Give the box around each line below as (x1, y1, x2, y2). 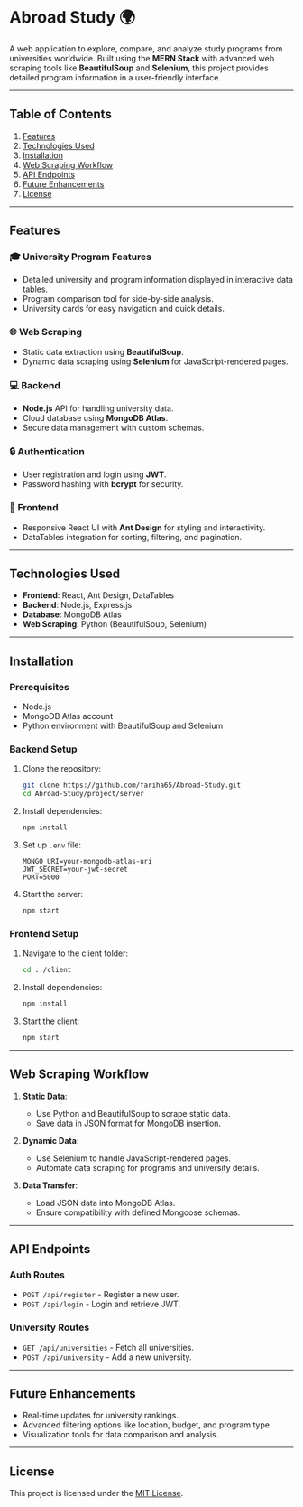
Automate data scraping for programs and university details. (35, 1162, 260, 1173)
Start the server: (22, 889, 84, 900)
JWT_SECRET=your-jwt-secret (22, 865, 128, 875)
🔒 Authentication (9, 445, 86, 457)
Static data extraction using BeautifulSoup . (22, 346, 184, 357)
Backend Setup (9, 743, 78, 755)
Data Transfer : (22, 1180, 78, 1191)
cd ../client (22, 966, 72, 975)
